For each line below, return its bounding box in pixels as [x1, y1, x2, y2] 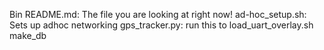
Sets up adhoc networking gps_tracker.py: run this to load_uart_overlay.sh [9, 19, 314, 31]
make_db [9, 30, 47, 41]
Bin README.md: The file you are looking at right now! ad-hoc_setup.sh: [9, 9, 307, 20]
